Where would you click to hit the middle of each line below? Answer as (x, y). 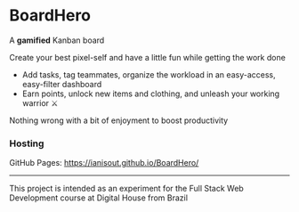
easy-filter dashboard (62, 84)
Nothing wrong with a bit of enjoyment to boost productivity (119, 120)
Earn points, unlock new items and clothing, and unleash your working (151, 94)
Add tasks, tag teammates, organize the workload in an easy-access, (149, 74)
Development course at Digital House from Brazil (99, 198)
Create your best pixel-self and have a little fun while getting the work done (148, 57)
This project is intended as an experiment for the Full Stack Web (127, 189)
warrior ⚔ (40, 102)
